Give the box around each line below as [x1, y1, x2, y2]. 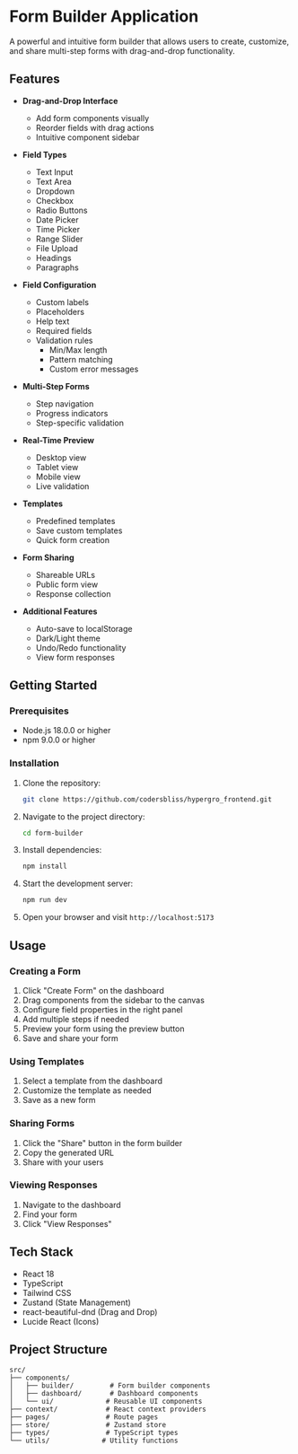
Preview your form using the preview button [22, 1023, 185, 1034]
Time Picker [35, 223, 81, 234]
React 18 [22, 1268, 55, 1279]
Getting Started [9, 678, 98, 693]
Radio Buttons [35, 205, 88, 215]
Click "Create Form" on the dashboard [22, 985, 164, 995]
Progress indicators [35, 407, 109, 418]
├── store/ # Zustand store [9, 1421, 167, 1430]
